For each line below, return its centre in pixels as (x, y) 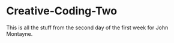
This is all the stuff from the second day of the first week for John (87, 27)
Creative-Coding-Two (62, 11)
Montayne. (19, 33)
